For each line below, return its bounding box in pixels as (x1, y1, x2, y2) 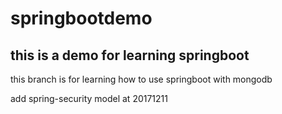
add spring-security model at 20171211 (10, 93, 168, 104)
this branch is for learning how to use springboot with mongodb (10, 73, 273, 85)
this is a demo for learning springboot (10, 47, 250, 64)
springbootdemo (10, 7, 153, 30)
